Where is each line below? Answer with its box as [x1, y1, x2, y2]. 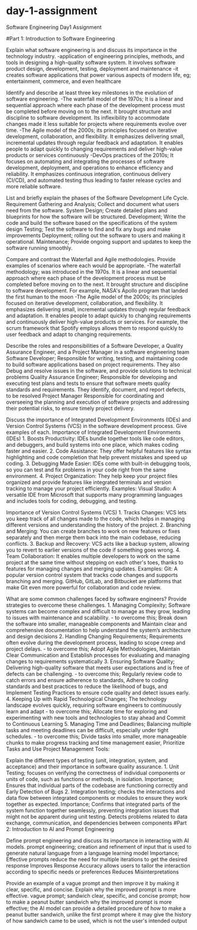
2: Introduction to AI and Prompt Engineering [6, 825, 115, 832]
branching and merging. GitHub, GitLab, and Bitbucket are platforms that [6, 577, 182, 584]
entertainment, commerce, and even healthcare [6, 78, 122, 85]
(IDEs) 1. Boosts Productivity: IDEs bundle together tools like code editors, [6, 434, 185, 442]
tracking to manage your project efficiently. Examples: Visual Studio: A [6, 484, 176, 492]
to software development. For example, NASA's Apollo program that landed [6, 287, 188, 294]
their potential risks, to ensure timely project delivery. [6, 404, 135, 411]
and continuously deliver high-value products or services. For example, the [6, 318, 188, 325]
